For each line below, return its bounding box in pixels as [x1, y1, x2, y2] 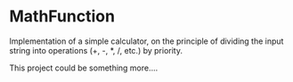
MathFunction [9, 6, 116, 27]
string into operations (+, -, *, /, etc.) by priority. [9, 45, 183, 55]
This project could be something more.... [9, 62, 159, 73]
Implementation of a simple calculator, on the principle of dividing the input [9, 36, 284, 46]
